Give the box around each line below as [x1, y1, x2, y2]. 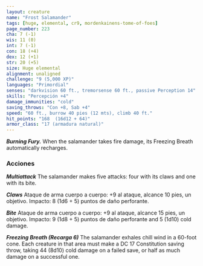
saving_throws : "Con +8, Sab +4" [6, 104, 91, 111]
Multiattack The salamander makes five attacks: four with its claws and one [6, 173, 196, 180]
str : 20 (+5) [6, 59, 39, 65]
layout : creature [6, 8, 50, 15]
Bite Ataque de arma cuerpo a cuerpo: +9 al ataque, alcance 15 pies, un [6, 209, 185, 216]
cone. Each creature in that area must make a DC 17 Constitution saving [6, 240, 184, 248]
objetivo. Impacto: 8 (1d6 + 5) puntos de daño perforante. [6, 198, 149, 205]
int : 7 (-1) [6, 43, 36, 49]
